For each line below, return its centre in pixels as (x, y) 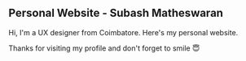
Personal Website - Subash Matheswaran (116, 13)
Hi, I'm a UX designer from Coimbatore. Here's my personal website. (123, 32)
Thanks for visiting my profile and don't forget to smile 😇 (104, 48)
